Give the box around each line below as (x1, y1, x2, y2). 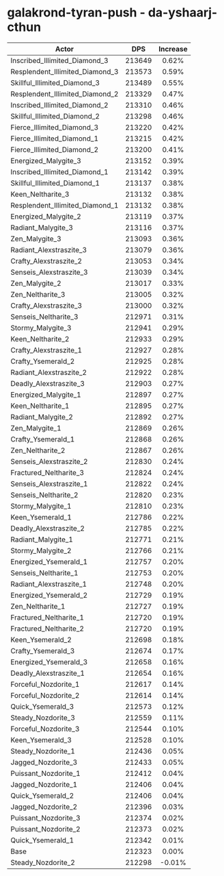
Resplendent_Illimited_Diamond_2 (10, 89, 119, 99)
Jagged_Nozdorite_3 (10, 757, 78, 767)
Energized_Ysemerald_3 (10, 657, 88, 666)
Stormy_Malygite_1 (10, 501, 72, 511)
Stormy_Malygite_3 (10, 323, 72, 332)
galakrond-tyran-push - (7, 5, 145, 21)
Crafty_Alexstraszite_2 (10, 256, 83, 265)
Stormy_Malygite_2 (10, 546, 72, 555)
